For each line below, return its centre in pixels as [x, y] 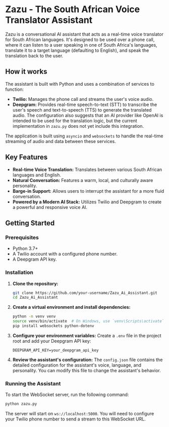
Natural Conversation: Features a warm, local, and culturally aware [83, 180]
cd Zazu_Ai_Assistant [35, 298]
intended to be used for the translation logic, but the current [75, 121]
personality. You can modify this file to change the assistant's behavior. [87, 370]
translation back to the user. [34, 56]
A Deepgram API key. [35, 259]
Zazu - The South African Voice [73, 9]
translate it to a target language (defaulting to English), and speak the [77, 50]
